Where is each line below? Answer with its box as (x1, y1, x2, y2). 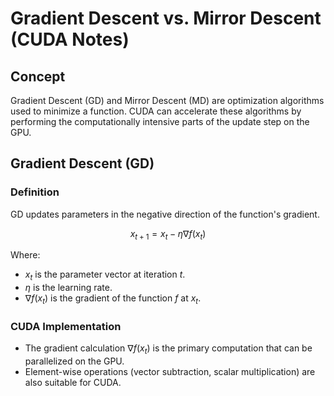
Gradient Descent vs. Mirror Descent (10, 7, 322, 30)
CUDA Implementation (10, 320, 122, 333)
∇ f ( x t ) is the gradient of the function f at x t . (24, 292, 202, 307)
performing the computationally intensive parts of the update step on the (10, 116, 310, 127)
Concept (10, 68, 66, 85)
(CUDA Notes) (10, 28, 130, 51)
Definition (10, 185, 60, 199)
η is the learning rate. (24, 282, 113, 294)
